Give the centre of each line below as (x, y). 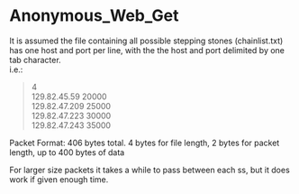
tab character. (35, 60)
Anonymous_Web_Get (94, 16)
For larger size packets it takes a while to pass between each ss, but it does (149, 170)
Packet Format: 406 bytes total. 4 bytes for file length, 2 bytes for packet (145, 143)
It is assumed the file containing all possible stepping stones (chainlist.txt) (146, 41)
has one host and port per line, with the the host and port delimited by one (147, 50)
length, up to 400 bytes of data (67, 152)
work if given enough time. (59, 179)
